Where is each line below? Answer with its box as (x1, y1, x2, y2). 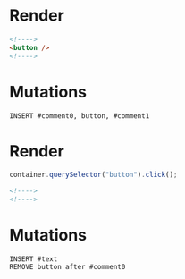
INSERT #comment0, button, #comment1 (9, 111, 150, 121)
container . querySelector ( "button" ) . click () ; (9, 171, 178, 180)
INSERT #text (9, 255, 58, 264)
